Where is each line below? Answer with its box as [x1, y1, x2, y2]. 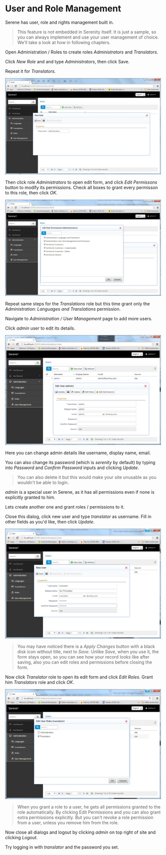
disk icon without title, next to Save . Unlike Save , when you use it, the [17, 649, 159, 655]
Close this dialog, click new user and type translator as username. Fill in [5, 513, 152, 520]
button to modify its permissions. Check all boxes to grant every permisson [5, 185, 158, 190]
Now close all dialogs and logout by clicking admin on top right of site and [5, 829, 156, 835]
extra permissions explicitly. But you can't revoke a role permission [17, 814, 154, 820]
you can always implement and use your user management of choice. [17, 34, 159, 40]
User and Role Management [5, 3, 122, 14]
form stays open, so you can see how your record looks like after [17, 654, 150, 660]
